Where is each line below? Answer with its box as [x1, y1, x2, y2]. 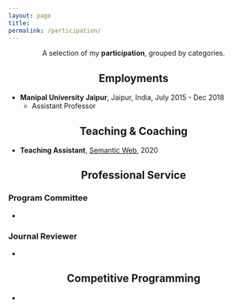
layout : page [8, 11, 52, 20]
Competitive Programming [66, 272, 201, 286]
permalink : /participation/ [8, 26, 102, 34]
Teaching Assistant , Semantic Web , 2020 [19, 145, 159, 155]
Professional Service [80, 168, 187, 182]
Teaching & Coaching [79, 124, 188, 138]
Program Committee [8, 192, 88, 203]
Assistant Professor [31, 101, 96, 111]
